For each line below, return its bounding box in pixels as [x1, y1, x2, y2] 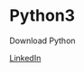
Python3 [9, 5, 75, 26]
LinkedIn [9, 52, 42, 63]
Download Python [9, 35, 76, 46]
